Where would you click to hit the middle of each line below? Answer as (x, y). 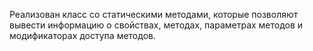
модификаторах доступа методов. (82, 35)
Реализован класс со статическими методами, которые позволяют (154, 14)
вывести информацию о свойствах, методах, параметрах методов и (156, 25)
